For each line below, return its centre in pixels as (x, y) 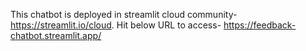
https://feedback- (260, 25)
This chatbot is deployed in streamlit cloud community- (124, 14)
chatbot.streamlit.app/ (56, 35)
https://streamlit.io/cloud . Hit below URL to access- (116, 25)
